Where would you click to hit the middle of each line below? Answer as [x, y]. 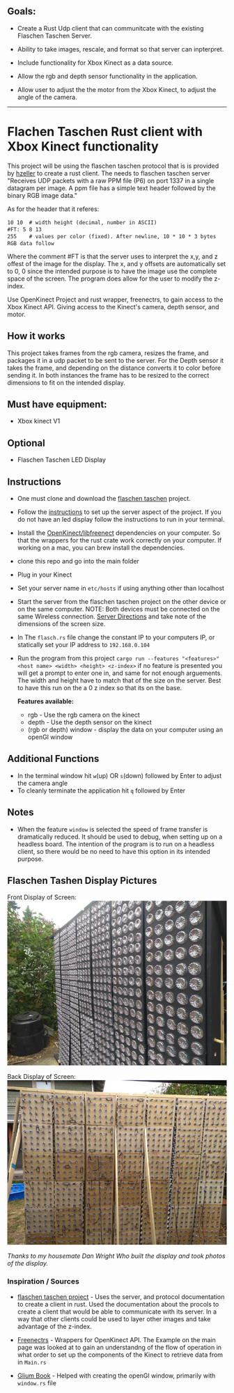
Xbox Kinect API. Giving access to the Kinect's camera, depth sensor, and [113, 306]
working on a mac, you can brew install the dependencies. [101, 547]
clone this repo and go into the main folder [78, 561]
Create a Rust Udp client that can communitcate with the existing [110, 28]
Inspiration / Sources [44, 1282]
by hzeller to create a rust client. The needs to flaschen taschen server [109, 173]
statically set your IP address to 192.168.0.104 [84, 645]
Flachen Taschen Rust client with [105, 132]
